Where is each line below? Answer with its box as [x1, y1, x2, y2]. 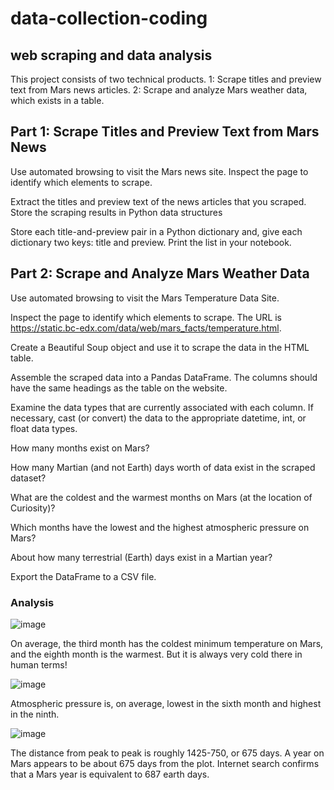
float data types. [10, 422, 78, 434]
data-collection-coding [10, 7, 208, 30]
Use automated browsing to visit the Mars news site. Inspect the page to [10, 165, 309, 177]
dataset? [10, 472, 47, 484]
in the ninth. [10, 708, 60, 720]
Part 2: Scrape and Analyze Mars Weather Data [10, 265, 310, 282]
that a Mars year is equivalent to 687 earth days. [10, 768, 210, 780]
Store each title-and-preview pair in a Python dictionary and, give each [10, 225, 303, 237]
